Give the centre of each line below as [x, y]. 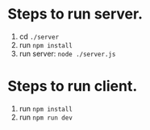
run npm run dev [46, 117]
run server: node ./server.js [67, 53]
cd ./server [39, 36]
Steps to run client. [73, 86]
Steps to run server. [75, 14]
